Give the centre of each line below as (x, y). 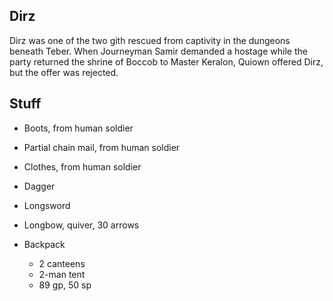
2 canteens (62, 263)
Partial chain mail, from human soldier (102, 147)
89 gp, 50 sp (65, 285)
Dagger (39, 186)
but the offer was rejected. (64, 72)
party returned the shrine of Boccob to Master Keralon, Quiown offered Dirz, (166, 61)
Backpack (44, 244)
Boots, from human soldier (78, 128)
